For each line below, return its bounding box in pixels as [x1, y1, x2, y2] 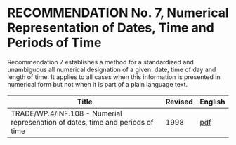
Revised [165, 97, 193, 106]
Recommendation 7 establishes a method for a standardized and [7, 57, 195, 66]
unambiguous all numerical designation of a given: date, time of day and [7, 65, 216, 74]
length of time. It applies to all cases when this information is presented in [7, 72, 221, 81]
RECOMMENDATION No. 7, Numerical [7, 5, 230, 21]
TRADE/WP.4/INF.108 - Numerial [11, 109, 122, 118]
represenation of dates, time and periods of [11, 117, 154, 127]
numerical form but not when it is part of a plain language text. [7, 80, 188, 88]
